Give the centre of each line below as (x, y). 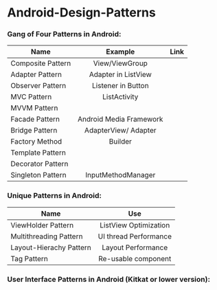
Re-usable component (135, 258)
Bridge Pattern (34, 131)
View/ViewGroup (120, 63)
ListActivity (121, 97)
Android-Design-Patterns (81, 13)
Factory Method (36, 142)
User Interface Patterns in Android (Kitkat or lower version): (109, 279)
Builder (121, 142)
